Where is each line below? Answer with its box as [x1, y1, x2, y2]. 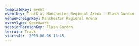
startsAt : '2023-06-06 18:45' [5, 34, 67, 39]
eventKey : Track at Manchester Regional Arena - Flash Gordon [5, 11, 134, 16]
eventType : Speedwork [5, 20, 49, 25]
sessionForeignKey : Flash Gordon [5, 25, 73, 30]
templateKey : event [5, 7, 45, 12]
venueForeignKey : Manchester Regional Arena [5, 16, 97, 21]
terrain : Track [5, 29, 36, 34]
